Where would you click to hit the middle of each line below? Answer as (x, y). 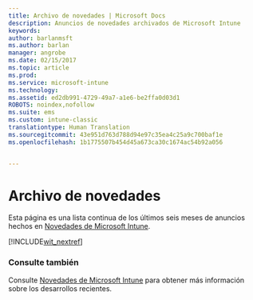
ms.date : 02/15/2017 (43, 61)
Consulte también (43, 262)
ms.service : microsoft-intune (59, 82)
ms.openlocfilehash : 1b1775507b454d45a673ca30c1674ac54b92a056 (116, 142)
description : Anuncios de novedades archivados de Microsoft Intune (125, 23)
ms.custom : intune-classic (53, 120)
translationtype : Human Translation (69, 127)
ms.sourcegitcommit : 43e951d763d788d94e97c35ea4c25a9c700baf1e (116, 134)
